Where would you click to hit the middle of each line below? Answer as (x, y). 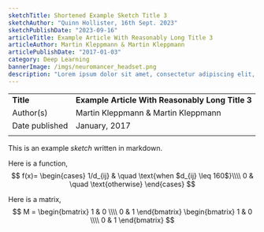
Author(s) (30, 113)
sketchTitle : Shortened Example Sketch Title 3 (88, 15)
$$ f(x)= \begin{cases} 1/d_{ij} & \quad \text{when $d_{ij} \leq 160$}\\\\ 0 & (132, 175)
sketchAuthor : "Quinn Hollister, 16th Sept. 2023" (93, 23)
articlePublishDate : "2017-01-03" (65, 52)
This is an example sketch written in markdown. (86, 148)
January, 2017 (104, 125)
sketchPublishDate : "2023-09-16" (63, 30)
